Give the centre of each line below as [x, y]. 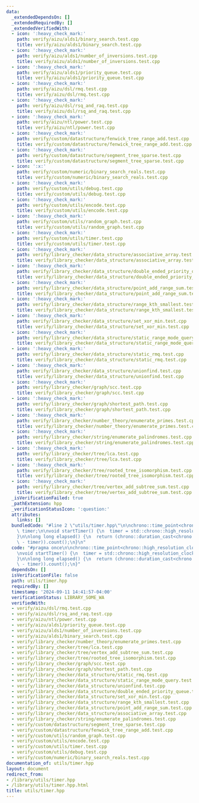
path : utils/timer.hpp [39, 581]
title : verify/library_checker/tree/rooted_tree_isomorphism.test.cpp [106, 476]
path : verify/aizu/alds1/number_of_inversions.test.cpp [87, 56]
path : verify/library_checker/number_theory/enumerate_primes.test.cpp [107, 421]
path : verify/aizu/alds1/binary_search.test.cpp [78, 39]
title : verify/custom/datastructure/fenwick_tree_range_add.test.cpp [105, 144]
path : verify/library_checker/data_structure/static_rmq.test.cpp [100, 354]
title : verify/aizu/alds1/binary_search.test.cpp [79, 45]
